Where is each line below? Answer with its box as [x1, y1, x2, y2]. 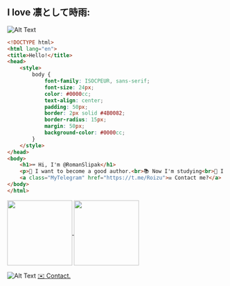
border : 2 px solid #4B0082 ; [44, 110, 126, 117]
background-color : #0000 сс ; [44, 129, 126, 137]
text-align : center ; [44, 96, 104, 104]
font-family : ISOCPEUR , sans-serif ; [44, 78, 150, 85]
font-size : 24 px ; [44, 84, 95, 91]
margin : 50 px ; [44, 123, 85, 130]
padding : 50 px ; [44, 103, 89, 110]
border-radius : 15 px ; [44, 117, 107, 124]
